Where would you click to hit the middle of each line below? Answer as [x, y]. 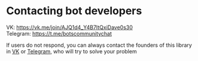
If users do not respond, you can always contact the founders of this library [99, 45]
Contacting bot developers [74, 11]
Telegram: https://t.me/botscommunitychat [59, 33]
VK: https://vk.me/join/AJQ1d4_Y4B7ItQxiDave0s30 [70, 27]
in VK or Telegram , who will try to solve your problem [71, 51]
